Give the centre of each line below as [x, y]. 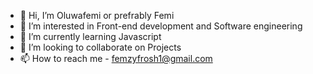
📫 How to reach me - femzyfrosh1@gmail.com [116, 58]
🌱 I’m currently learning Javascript [90, 36]
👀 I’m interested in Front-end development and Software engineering [161, 26]
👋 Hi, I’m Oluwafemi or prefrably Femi [97, 15]
